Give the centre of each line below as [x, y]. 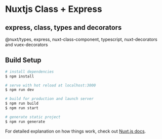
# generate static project [33, 117]
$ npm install [20, 76]
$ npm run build [22, 104]
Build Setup [23, 60]
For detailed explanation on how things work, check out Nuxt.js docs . [76, 131]
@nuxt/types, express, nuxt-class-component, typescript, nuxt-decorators [81, 39]
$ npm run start [22, 108]
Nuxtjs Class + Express [54, 9]
